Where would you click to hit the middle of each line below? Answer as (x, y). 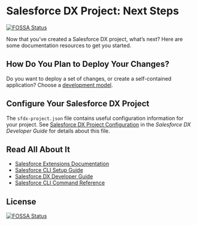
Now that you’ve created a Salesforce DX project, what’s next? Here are (95, 39)
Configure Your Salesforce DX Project (78, 104)
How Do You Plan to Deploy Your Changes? (88, 64)
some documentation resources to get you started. (69, 45)
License (21, 201)
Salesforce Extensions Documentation (62, 164)
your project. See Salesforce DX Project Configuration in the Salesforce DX (99, 124)
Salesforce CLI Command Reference (60, 183)
